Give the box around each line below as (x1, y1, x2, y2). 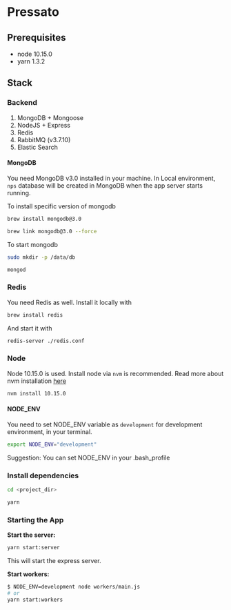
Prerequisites (7, 32, 66, 43)
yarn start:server (7, 544, 60, 551)
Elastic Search (17, 143, 59, 151)
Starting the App (7, 515, 64, 524)
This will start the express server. (7, 556, 101, 564)
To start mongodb (7, 240, 59, 248)
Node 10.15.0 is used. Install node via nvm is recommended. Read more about (7, 369, 224, 377)
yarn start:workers (7, 596, 63, 603)
